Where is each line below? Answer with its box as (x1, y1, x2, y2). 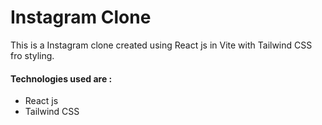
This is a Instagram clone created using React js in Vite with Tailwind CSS (10, 39, 313, 51)
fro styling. (10, 49, 55, 61)
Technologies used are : (10, 72, 113, 85)
